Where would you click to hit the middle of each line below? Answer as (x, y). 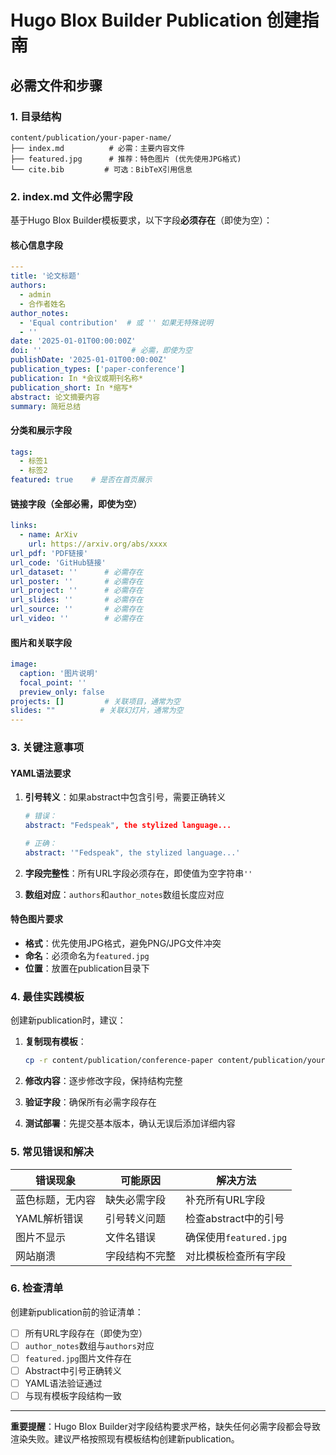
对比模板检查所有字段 (236, 1256)
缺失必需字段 (136, 1199)
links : (24, 526)
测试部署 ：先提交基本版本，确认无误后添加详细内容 (130, 1123)
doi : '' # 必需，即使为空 (101, 351)
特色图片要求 (36, 919)
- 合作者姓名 (43, 304)
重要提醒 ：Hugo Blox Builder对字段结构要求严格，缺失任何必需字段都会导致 (166, 1427)
